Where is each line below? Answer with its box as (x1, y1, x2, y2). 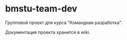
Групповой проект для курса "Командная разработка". (5, 19, 123, 25)
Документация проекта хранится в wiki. (5, 29, 91, 35)
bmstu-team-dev (5, 3, 78, 14)
